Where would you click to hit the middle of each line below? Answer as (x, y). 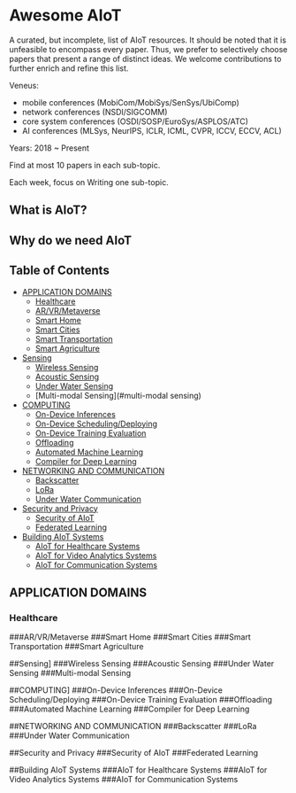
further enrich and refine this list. (69, 68)
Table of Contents (60, 271)
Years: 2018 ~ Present (49, 148)
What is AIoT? (48, 210)
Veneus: (24, 85)
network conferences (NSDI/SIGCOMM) (95, 112)
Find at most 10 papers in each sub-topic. (85, 165)
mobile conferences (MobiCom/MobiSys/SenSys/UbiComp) (131, 102)
